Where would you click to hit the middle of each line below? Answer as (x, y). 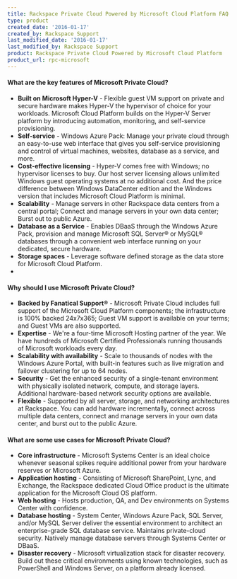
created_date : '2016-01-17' (49, 27)
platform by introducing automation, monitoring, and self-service (111, 120)
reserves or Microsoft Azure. (59, 471)
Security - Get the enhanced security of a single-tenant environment (118, 379)
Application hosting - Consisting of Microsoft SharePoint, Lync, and (117, 478)
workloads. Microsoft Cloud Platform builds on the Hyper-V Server (114, 113)
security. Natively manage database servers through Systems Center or (122, 538)
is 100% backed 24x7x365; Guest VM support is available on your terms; (123, 319)
